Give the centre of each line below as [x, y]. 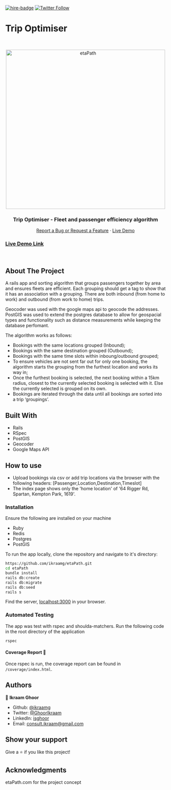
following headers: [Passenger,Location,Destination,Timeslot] [77, 483]
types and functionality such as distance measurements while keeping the [83, 320]
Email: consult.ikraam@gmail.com [48, 723]
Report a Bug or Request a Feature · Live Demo [85, 231]
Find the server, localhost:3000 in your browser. [55, 602]
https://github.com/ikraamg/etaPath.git [49, 564]
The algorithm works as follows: [39, 335]
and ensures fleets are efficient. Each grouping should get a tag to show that [85, 288]
